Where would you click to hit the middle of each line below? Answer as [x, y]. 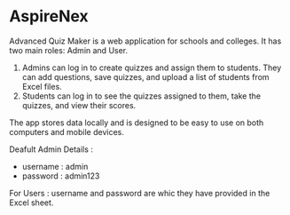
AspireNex [49, 16]
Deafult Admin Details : [51, 149]
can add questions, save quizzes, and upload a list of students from [145, 76]
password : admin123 [61, 176]
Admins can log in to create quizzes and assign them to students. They [152, 68]
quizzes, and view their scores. [79, 105]
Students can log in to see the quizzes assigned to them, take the [141, 96]
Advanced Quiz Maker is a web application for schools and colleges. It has [145, 41]
